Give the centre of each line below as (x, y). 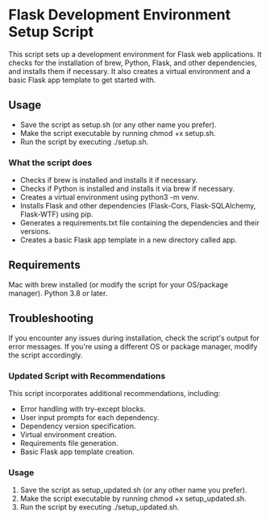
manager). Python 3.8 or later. (58, 293)
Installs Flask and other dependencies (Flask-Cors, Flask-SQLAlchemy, (138, 206)
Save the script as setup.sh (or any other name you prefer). (118, 124)
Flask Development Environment (120, 15)
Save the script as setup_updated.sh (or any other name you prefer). (133, 490)
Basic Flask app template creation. (77, 452)
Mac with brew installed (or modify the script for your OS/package (118, 284)
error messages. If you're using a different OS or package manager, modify (133, 346)
